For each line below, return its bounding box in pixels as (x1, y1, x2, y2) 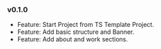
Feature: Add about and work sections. (17, 35, 129, 43)
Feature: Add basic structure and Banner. (17, 28, 135, 36)
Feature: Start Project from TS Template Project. (17, 21, 154, 29)
